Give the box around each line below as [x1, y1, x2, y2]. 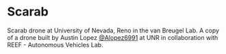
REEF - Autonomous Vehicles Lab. [7, 40, 104, 49]
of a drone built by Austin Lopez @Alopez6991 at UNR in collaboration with [7, 33, 218, 41]
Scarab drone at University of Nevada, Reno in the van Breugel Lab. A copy [7, 26, 220, 34]
